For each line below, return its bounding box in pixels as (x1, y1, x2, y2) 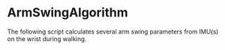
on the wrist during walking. (7, 34, 87, 42)
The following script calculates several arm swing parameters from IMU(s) (7, 27, 219, 36)
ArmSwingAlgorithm (7, 5, 128, 21)
